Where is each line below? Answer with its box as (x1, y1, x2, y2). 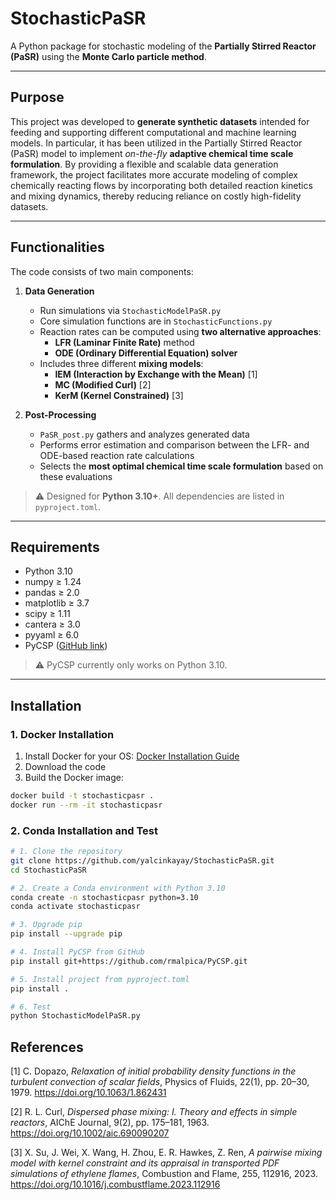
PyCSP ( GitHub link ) (24, 640, 108, 652)
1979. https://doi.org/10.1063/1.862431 (10, 1087, 167, 1099)
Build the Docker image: (24, 772, 125, 784)
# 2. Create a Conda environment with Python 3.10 (10, 883, 226, 893)
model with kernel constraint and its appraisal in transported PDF (10, 1157, 280, 1169)
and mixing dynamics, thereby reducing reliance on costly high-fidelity (10, 190, 302, 202)
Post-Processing (24, 408, 97, 421)
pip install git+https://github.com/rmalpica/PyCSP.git (10, 956, 248, 966)
